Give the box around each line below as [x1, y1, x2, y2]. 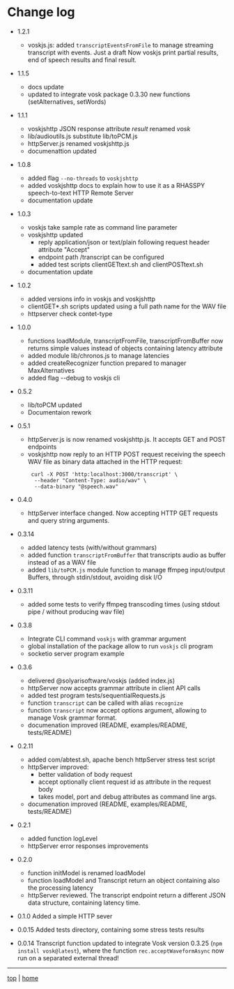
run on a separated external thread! [17, 953, 120, 962]
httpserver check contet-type [27, 309, 113, 318]
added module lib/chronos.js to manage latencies [27, 351, 169, 359]
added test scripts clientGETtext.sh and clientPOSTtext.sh [38, 260, 203, 269]
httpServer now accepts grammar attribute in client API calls [27, 683, 201, 692]
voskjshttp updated [27, 230, 84, 239]
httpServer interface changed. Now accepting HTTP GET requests [27, 509, 218, 517]
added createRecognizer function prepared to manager [27, 359, 187, 367]
